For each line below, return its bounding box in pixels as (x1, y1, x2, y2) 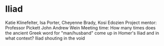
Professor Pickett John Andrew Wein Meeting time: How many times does (5, 24, 156, 30)
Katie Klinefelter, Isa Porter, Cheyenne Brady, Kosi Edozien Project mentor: (5, 20, 157, 25)
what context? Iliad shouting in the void (5, 35, 85, 41)
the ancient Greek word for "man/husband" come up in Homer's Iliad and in (5, 30, 160, 36)
